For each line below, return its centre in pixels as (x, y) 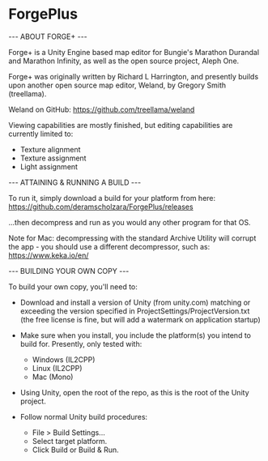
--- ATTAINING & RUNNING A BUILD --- (75, 182)
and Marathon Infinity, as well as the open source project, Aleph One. (124, 61)
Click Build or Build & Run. (75, 450)
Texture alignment (50, 149)
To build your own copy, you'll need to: (73, 286)
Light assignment (49, 166)
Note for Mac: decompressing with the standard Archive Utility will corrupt (132, 238)
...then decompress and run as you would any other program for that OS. (130, 222)
